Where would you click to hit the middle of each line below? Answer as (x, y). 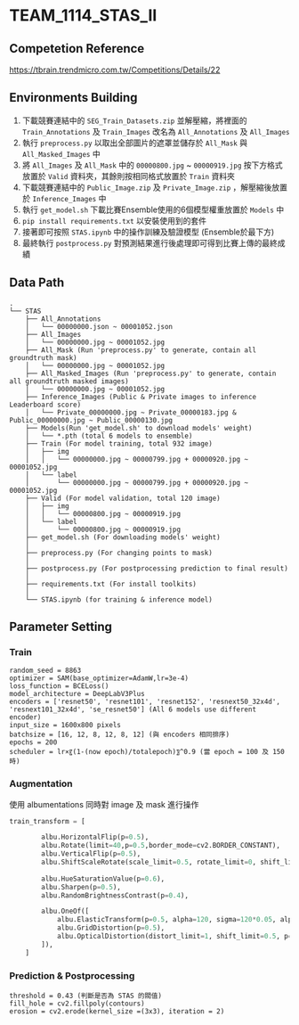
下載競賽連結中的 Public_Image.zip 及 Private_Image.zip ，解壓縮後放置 (154, 187)
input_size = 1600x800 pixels (65, 726)
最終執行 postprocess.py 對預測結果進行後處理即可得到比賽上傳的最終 (149, 242)
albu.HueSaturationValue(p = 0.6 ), (103, 879)
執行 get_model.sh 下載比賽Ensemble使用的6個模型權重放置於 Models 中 (153, 209)
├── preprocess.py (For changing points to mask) (119, 553)
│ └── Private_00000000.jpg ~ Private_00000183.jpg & (131, 412)
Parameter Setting (61, 627)
